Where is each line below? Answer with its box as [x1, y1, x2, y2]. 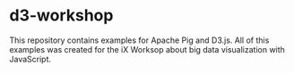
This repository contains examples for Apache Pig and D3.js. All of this [9, 35, 270, 45]
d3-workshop [9, 5, 114, 26]
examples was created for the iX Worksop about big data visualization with [9, 44, 285, 54]
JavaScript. [9, 53, 52, 64]
